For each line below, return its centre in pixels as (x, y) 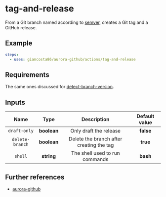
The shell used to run (95, 153)
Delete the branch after (95, 139)
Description (95, 120)
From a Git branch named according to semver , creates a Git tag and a (77, 22)
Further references (35, 177)
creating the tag (96, 145)
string (48, 156)
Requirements (27, 75)
